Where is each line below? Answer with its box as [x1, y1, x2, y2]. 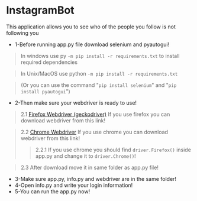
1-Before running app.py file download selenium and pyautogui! [14, 41, 170, 48]
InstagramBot [6, 4, 75, 17]
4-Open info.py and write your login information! [14, 181, 133, 189]
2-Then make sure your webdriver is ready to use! [14, 99, 137, 106]
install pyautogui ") [20, 87, 71, 95]
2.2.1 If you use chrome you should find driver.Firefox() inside [35, 146, 191, 153]
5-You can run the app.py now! [14, 187, 91, 195]
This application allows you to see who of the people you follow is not [6, 23, 176, 30]
